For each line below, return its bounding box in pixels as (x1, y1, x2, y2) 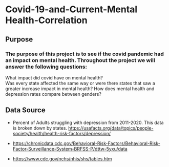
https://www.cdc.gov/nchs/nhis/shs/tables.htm (12, 155, 112, 162)
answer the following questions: (5, 63, 87, 70)
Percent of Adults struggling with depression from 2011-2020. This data (12, 119, 164, 126)
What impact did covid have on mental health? (5, 74, 103, 80)
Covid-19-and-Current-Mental (5, 4, 138, 15)
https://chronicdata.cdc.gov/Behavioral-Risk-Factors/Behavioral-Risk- (12, 140, 160, 147)
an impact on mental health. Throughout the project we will (5, 56, 155, 64)
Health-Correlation (5, 14, 88, 26)
